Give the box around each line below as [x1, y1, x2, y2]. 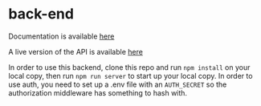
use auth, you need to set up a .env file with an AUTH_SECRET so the [8, 79, 227, 89]
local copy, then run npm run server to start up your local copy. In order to [8, 71, 253, 80]
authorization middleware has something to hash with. [8, 88, 187, 97]
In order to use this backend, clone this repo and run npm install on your [8, 62, 251, 72]
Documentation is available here [8, 31, 115, 41]
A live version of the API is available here [8, 47, 143, 56]
